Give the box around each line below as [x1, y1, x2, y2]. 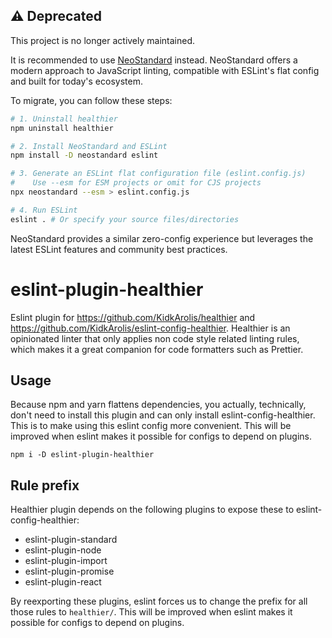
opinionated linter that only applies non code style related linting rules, [10, 332, 300, 344]
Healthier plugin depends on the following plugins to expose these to [10, 504, 295, 516]
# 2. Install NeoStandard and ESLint [10, 141, 168, 151]
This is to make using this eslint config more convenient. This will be [10, 420, 292, 432]
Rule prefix [10, 477, 80, 494]
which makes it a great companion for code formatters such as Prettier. [10, 343, 304, 355]
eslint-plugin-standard [24, 534, 118, 546]
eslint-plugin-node [24, 544, 102, 556]
